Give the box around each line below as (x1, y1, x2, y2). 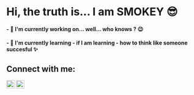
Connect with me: (6, 63, 76, 74)
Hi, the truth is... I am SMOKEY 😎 (6, 5, 178, 19)
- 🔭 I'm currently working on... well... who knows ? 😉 (6, 25, 144, 32)
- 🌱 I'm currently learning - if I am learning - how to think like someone (6, 39, 188, 47)
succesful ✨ (6, 46, 39, 53)
